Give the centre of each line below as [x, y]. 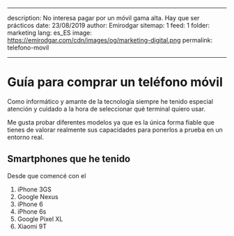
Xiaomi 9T [32, 226]
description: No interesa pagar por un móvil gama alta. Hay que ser [103, 18]
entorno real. [25, 137]
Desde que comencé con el [47, 175]
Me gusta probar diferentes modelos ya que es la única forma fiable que [111, 122]
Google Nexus [38, 196]
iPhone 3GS [34, 189]
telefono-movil [28, 47]
